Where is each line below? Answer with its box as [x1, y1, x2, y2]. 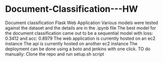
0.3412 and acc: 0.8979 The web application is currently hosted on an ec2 [5, 35, 156, 41]
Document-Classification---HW [5, 3, 138, 15]
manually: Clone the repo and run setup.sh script [5, 51, 104, 57]
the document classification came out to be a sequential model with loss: [5, 30, 153, 36]
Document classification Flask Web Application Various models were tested [5, 20, 159, 26]
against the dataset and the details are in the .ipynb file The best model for [5, 25, 157, 31]
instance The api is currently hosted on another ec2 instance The [5, 40, 138, 46]
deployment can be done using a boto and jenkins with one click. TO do [5, 46, 151, 52]
